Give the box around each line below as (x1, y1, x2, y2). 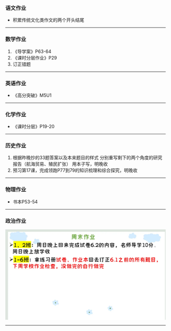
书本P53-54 (12, 198, 38, 204)
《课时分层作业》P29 (12, 54, 57, 61)
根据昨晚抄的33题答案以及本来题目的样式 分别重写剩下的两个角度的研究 (12, 155, 163, 161)
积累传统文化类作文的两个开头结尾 (12, 17, 84, 23)
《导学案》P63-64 (12, 48, 52, 54)
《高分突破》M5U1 (12, 92, 52, 98)
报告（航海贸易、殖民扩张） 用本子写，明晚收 (12, 161, 108, 167)
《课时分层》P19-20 (12, 124, 55, 130)
